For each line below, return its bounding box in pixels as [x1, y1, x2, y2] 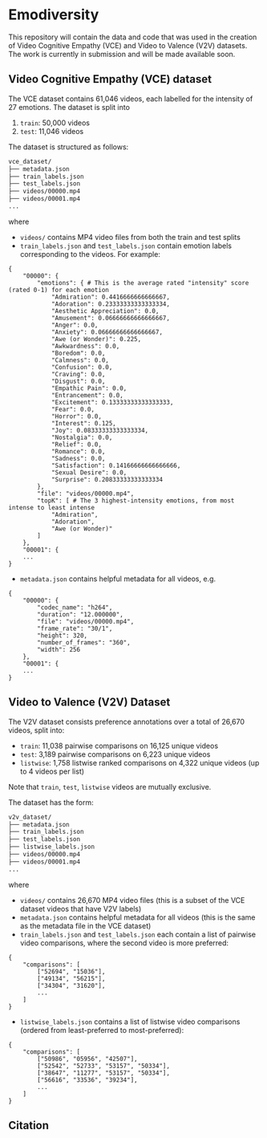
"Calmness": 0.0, [51, 356, 110, 364]
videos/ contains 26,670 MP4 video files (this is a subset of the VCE [19, 895, 245, 904]
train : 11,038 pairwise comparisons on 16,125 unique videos [19, 741, 219, 750]
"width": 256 [37, 645, 81, 653]
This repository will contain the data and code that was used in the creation [8, 32, 257, 42]
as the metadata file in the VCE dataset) [19, 921, 152, 930]
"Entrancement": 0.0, [51, 391, 124, 399]
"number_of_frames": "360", [37, 638, 131, 647]
